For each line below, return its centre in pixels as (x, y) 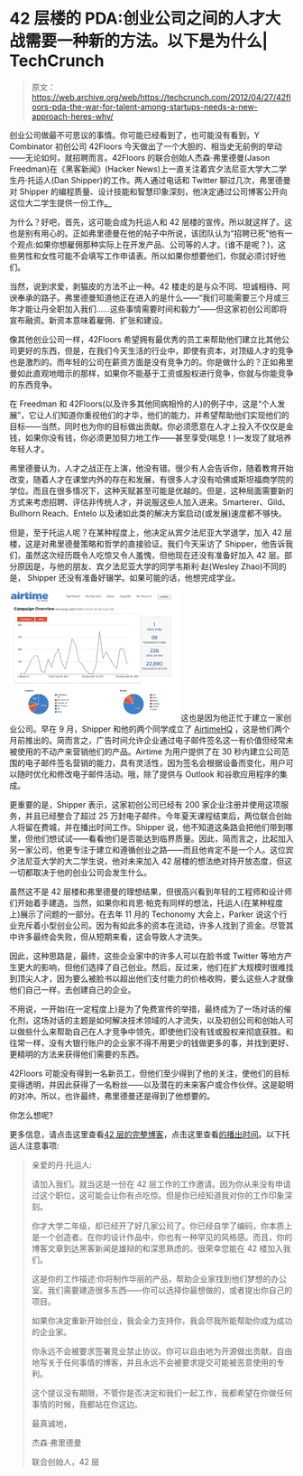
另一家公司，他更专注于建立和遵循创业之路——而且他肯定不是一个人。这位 (147, 849)
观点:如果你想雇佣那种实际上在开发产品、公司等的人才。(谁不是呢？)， (147, 244)
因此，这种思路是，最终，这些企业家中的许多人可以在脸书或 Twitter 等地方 (147, 956)
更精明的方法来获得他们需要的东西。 (77, 1054)
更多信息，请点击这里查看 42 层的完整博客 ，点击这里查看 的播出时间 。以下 (146, 1134)
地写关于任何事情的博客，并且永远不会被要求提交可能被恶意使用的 (154, 1362)
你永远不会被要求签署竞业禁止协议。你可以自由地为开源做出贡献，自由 (162, 1350)
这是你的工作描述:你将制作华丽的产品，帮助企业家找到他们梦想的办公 (159, 1278)
